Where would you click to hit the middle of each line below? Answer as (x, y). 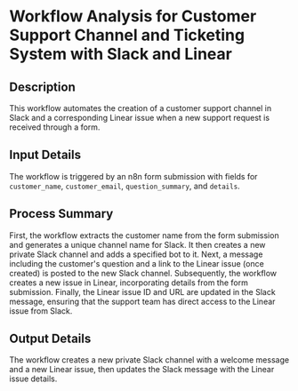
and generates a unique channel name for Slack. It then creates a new (137, 244)
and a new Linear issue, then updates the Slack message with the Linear (142, 370)
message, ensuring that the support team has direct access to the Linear (142, 301)
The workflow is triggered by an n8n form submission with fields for (133, 176)
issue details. (33, 379)
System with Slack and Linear (121, 54)
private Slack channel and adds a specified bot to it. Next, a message (136, 254)
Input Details (45, 155)
